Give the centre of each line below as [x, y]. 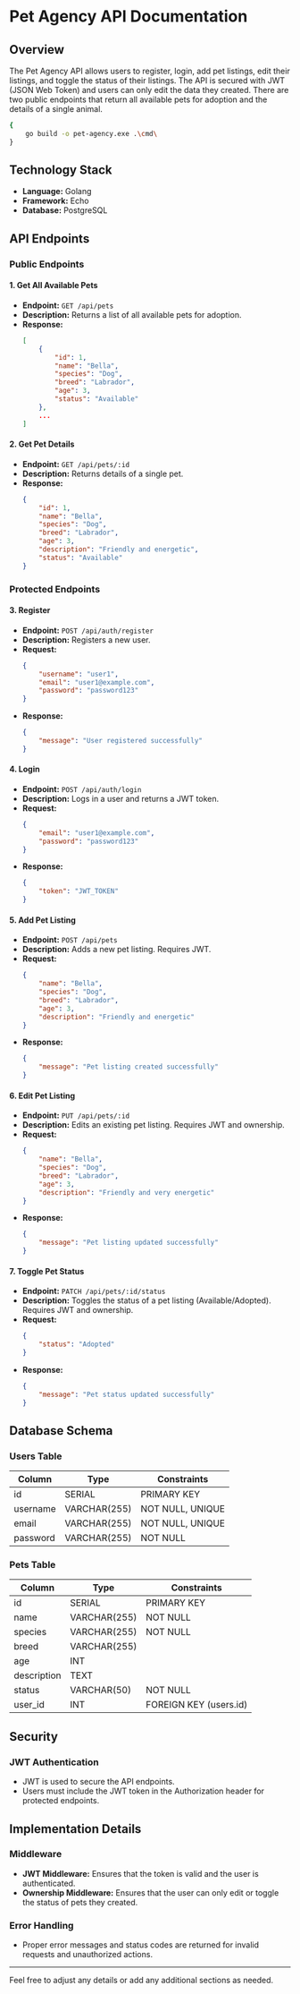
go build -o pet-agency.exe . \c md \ [92, 133]
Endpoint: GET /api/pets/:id [76, 464]
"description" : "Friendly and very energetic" [127, 1192]
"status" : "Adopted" [77, 1344]
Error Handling [42, 1925]
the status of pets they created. [80, 1902]
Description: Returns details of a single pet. [103, 473]
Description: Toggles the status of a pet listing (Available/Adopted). [146, 1300]
